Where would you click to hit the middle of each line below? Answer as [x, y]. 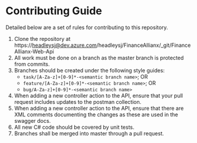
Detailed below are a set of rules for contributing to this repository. [87, 27]
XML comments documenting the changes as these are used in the [96, 115]
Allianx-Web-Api [34, 51]
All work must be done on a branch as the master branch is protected [99, 58]
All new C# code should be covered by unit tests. [74, 127]
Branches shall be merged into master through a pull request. [89, 133]
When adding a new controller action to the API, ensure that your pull [99, 96]
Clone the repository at [42, 39]
